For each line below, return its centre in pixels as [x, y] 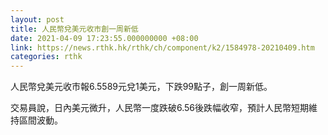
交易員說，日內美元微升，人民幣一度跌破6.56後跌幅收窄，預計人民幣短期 [160, 108]
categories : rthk [46, 57]
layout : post [37, 19]
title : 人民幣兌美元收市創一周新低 [74, 29]
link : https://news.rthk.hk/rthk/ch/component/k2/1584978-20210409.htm [162, 47]
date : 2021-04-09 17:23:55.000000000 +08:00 [104, 38]
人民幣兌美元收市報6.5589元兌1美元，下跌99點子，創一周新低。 [141, 87]
